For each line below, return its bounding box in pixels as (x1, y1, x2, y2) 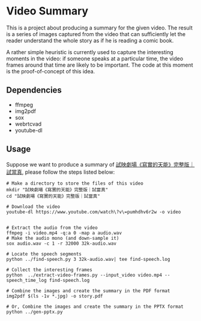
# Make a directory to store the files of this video (6, 180, 144, 186)
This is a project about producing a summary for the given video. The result (6, 24, 193, 31)
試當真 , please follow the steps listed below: (6, 168, 115, 176)
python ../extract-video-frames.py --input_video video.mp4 (6, 272, 163, 278)
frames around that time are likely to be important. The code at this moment (6, 61, 193, 69)
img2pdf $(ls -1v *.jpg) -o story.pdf (6, 293, 103, 299)
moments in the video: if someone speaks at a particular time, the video (6, 55, 184, 62)
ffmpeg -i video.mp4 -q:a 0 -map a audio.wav (6, 230, 122, 236)
